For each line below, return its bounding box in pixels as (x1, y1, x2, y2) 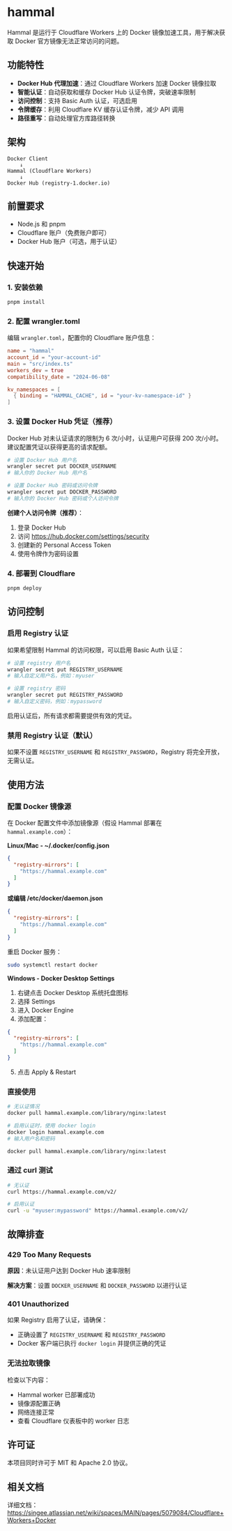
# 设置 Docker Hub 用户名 (7, 456, 77, 463)
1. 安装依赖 (7, 282, 43, 292)
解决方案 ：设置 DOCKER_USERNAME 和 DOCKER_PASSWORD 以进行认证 (7, 1281, 187, 1289)
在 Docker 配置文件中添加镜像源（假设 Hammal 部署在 (7, 818, 162, 826)
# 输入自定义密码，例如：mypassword (7, 698, 102, 705)
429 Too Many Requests (7, 1249, 92, 1259)
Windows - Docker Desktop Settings (7, 974, 115, 983)
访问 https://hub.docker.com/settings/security (17, 532, 150, 540)
